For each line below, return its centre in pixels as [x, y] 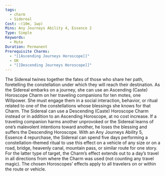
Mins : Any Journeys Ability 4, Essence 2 [49, 28]
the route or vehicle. [26, 169]
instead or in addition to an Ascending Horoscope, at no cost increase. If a [81, 116]
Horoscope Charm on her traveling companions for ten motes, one [73, 95]
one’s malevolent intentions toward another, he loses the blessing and [76, 127]
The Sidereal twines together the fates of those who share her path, [74, 80]
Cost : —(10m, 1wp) [24, 24]
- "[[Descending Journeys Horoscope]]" [51, 65]
